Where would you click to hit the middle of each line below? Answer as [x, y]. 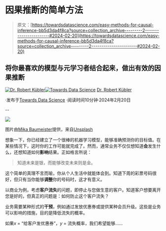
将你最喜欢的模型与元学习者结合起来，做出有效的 [80, 68]
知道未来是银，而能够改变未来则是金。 [56, 162]
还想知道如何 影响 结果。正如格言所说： [53, 152]
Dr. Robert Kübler [114, 90]
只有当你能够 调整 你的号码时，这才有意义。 [61, 179]
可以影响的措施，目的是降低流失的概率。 [46, 213]
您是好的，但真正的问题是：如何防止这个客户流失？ [57, 196]
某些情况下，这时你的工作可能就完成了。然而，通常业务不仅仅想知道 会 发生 [81, 146]
